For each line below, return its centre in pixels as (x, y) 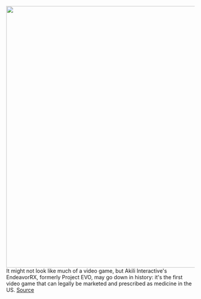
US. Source (20, 290)
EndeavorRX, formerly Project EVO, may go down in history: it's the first (95, 277)
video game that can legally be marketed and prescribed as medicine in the (99, 283)
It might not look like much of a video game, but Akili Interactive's (87, 271)
